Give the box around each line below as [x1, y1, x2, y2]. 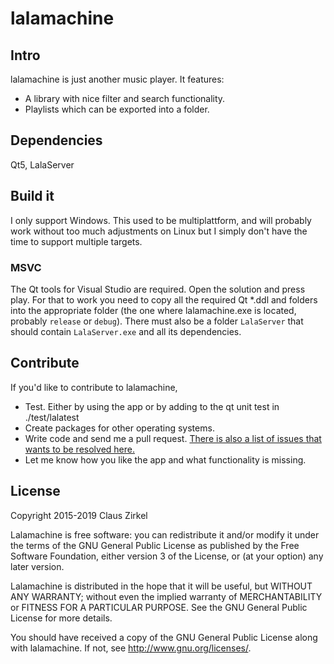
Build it [10, 188, 55, 205]
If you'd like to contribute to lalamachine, [10, 381, 178, 393]
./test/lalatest [24, 411, 80, 423]
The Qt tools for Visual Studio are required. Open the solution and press [10, 283, 306, 295]
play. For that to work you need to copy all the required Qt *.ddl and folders [10, 293, 318, 306]
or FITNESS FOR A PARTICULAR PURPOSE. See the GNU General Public [10, 601, 308, 613]
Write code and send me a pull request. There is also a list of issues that [24, 432, 322, 444]
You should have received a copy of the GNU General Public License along [10, 631, 318, 643]
